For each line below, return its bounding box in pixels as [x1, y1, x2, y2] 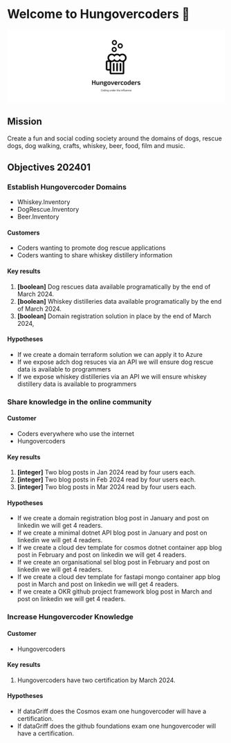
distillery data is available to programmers [17, 380, 137, 388]
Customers [7, 228, 40, 237]
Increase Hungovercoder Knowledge [7, 612, 133, 622]
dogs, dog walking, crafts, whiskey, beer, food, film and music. [7, 141, 185, 149]
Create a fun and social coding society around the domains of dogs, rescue [7, 134, 223, 143]
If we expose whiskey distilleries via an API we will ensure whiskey [17, 372, 207, 380]
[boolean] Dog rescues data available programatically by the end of [17, 282, 211, 291]
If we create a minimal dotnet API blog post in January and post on [17, 529, 207, 537]
